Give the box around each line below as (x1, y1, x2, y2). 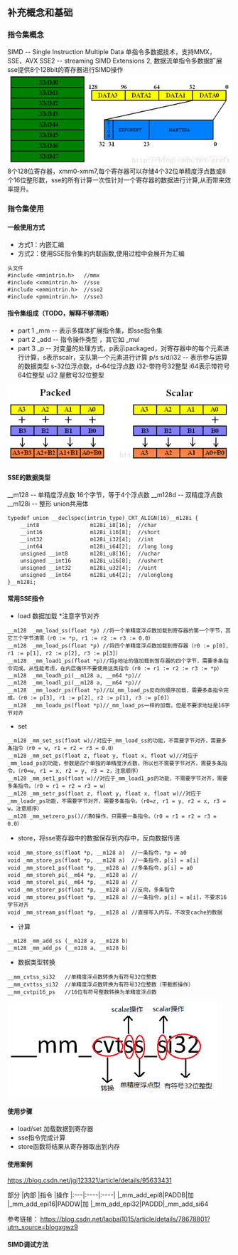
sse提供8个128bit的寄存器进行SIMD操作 (7, 65, 124, 73)
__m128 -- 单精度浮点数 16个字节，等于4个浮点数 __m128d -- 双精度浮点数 (7, 490, 223, 499)
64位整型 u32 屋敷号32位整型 (17, 370, 105, 379)
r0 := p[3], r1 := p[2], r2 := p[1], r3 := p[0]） (20, 694, 173, 702)
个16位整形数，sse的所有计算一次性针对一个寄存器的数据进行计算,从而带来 (7, 175, 225, 184)
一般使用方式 (7, 223, 45, 231)
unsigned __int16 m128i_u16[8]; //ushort (20, 557, 163, 564)
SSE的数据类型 (7, 473, 51, 482)
